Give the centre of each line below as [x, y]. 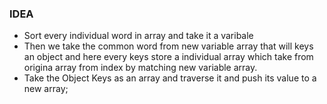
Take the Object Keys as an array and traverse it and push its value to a [170, 78]
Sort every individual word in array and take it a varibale [138, 36]
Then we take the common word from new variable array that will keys [168, 46]
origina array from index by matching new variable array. [140, 68]
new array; [46, 89]
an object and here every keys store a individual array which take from [168, 57]
